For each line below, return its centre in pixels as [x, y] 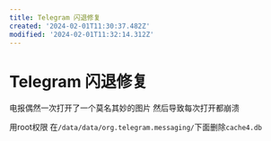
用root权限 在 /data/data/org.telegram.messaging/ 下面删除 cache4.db [136, 128]
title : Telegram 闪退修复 [55, 18]
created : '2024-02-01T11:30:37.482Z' [80, 26]
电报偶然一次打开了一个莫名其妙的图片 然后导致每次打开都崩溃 [124, 108]
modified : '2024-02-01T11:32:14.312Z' [82, 34]
